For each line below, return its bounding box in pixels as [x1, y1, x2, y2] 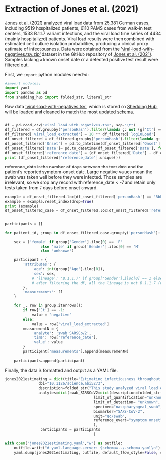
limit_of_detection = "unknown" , [93, 399, 161, 405]
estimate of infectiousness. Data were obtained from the [5, 46, 120, 52]
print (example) [5, 204, 39, 209]
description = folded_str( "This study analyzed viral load [38, 386, 158, 391]
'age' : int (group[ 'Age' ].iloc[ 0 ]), [31, 267, 105, 272]
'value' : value [31, 340, 63, 345]
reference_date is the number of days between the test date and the [5, 164, 144, 170]
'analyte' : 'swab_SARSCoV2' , [31, 331, 92, 335]
